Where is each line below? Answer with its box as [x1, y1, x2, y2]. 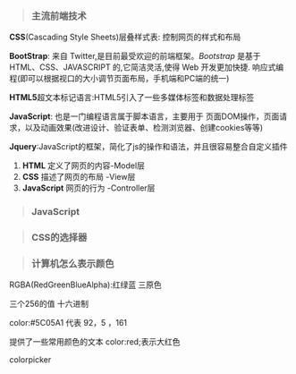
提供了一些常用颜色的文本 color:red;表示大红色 [9, 336, 181, 347]
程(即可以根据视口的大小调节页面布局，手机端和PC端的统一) [9, 73, 230, 84]
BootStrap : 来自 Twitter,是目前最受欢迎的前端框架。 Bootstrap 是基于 [9, 51, 261, 62]
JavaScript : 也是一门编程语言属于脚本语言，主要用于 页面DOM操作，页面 [9, 111, 280, 122]
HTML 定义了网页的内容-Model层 [21, 160, 146, 171]
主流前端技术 [30, 9, 87, 21]
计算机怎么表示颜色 [30, 258, 114, 270]
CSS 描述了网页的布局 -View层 [21, 172, 136, 183]
